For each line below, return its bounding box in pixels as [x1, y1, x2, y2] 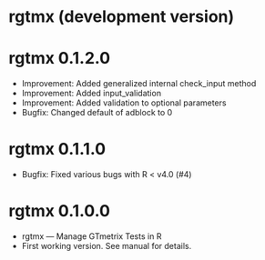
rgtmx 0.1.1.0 [8, 139, 107, 160]
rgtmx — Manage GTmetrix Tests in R [21, 231, 162, 242]
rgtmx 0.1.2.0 [8, 48, 111, 69]
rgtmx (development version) [8, 6, 235, 27]
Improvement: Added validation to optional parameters [21, 97, 227, 108]
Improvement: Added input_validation [21, 88, 161, 99]
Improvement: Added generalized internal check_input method [21, 78, 257, 89]
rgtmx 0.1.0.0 [8, 201, 111, 222]
